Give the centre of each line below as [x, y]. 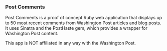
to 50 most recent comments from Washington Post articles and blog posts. [83, 23]
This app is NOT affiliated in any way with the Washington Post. [71, 43]
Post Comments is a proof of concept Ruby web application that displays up [83, 18]
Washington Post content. [32, 34]
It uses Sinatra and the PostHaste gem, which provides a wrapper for [76, 28]
